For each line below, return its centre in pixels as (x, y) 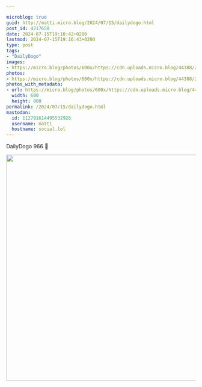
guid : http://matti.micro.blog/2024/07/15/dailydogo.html (80, 23)
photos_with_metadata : (35, 84)
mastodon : (19, 112)
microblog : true (26, 17)
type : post (20, 45)
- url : (14, 90)
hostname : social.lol (39, 129)
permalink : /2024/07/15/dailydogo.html (56, 107)
